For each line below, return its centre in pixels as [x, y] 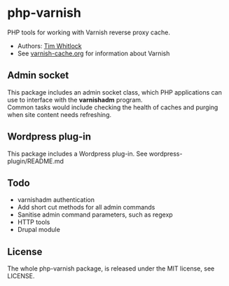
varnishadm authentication [56, 200]
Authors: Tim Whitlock [49, 46]
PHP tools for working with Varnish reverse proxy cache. [89, 32]
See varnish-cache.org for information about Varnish [93, 53]
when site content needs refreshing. [60, 114]
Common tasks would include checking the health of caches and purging [113, 107]
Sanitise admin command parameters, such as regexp [95, 214]
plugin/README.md [36, 161]
